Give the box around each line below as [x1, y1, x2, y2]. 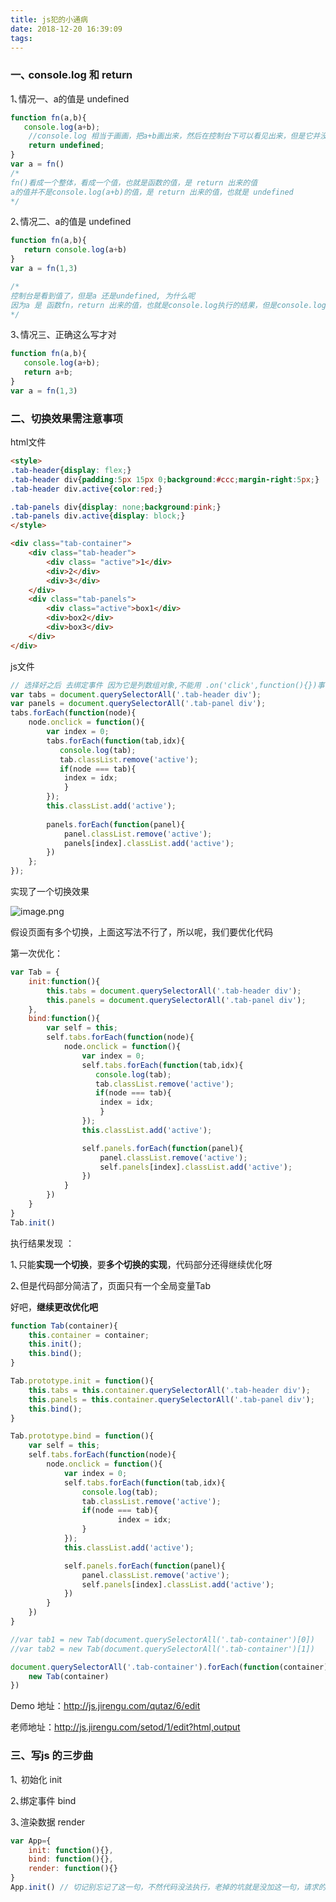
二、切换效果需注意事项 [10, 411, 123, 425]
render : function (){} [28, 1864, 118, 1874]
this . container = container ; [28, 1330, 150, 1340]
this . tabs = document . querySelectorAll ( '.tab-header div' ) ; [46, 986, 302, 996]
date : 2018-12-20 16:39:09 [10, 24, 123, 34]
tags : [10, 33, 33, 43]
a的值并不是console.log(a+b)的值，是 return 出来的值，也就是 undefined [10, 187, 294, 197]
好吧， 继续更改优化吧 [10, 1301, 98, 1313]
